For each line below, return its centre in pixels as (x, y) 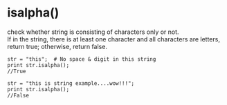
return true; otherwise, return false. (57, 46)
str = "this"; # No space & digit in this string (82, 59)
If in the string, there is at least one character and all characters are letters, (113, 39)
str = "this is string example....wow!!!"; (71, 83)
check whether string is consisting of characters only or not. (93, 32)
